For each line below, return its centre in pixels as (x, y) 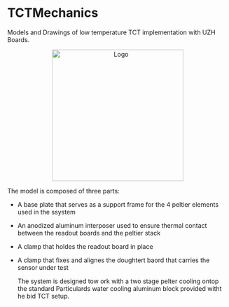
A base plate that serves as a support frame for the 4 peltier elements (118, 204)
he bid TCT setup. (43, 296)
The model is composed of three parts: (64, 191)
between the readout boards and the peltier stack (89, 233)
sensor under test (43, 267)
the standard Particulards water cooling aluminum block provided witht (119, 288)
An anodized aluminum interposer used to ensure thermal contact (112, 225)
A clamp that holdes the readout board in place (85, 246)
